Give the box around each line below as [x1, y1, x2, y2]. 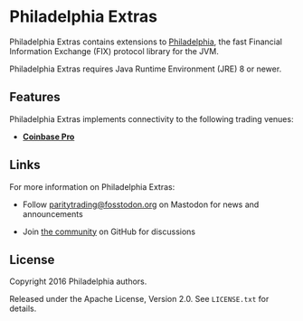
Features [9, 90, 61, 105]
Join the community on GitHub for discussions [22, 226, 196, 237]
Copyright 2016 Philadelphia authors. [9, 276, 147, 287]
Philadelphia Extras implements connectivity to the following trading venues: [9, 113, 294, 124]
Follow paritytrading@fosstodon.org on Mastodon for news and [22, 199, 260, 210]
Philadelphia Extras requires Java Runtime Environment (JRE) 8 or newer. [9, 63, 282, 74]
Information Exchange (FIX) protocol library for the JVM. [9, 45, 219, 56]
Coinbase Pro [22, 131, 75, 142]
